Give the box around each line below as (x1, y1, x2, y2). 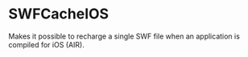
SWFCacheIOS (8, 5, 110, 23)
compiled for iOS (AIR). (8, 39, 85, 49)
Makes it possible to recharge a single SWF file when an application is (8, 31, 240, 41)
